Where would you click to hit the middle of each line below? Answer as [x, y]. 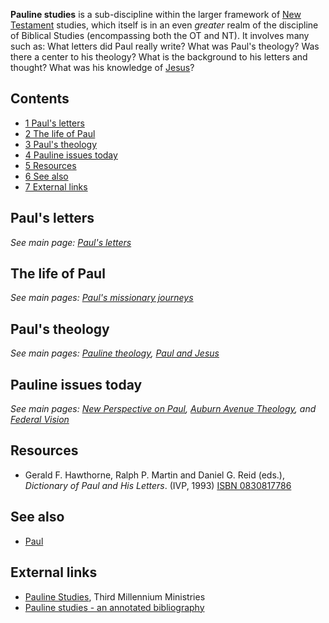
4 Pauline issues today [71, 155]
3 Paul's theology [61, 144]
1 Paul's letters [54, 123]
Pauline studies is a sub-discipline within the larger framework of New [156, 14]
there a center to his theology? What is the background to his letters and [159, 57]
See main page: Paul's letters [71, 242]
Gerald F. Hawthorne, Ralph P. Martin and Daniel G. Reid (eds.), [154, 475]
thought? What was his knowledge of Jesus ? [102, 67]
